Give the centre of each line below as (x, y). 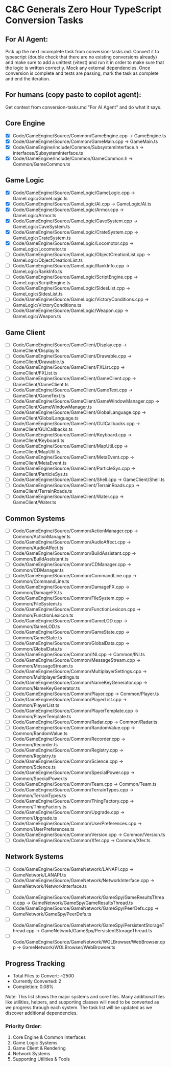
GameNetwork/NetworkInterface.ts (50, 886)
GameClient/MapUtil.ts (36, 451)
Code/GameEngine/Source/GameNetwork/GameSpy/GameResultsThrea (88, 897)
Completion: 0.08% (33, 987)
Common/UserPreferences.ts (44, 829)
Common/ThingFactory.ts (40, 807)
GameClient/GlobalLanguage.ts (46, 418)
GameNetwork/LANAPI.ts (39, 875)
